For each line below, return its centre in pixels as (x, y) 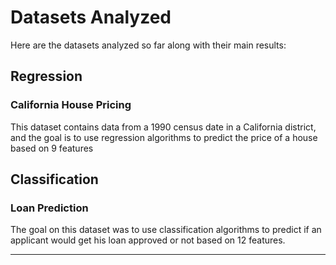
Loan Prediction (49, 208)
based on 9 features (52, 148)
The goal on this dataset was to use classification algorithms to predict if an (166, 230)
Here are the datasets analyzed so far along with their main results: (148, 45)
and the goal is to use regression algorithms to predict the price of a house (164, 137)
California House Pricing (71, 105)
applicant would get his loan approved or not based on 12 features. (148, 240)
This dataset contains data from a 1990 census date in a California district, (163, 127)
